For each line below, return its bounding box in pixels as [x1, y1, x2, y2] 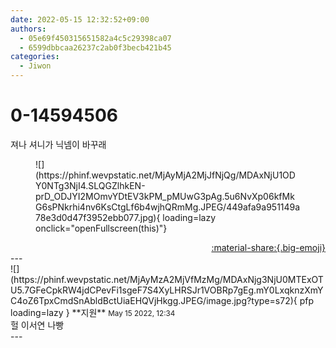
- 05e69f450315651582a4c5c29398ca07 [19, 33, 172, 43]
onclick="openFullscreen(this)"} [35, 222, 168, 234]
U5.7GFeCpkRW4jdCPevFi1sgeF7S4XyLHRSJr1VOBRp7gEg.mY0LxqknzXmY [10, 284, 324, 296]
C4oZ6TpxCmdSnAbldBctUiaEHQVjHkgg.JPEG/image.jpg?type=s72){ [10, 294, 298, 306]
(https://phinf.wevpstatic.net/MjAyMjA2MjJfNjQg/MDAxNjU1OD [35, 169, 296, 181]
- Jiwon [19, 61, 52, 71]
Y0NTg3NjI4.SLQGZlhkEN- [35, 179, 146, 191]
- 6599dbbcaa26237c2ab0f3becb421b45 [19, 42, 172, 53]
